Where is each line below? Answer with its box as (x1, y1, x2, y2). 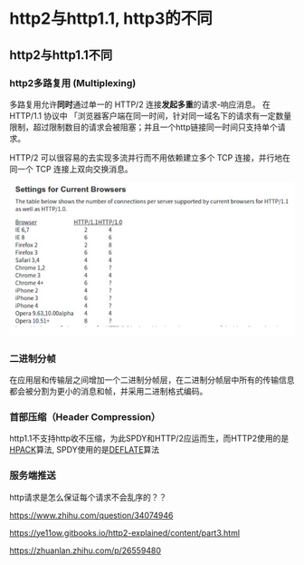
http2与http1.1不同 (9, 47, 113, 63)
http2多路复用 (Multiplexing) (9, 76, 137, 89)
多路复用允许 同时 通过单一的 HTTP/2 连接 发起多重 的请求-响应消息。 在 (9, 99, 271, 110)
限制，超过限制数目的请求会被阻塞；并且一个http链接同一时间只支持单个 (9, 122, 279, 132)
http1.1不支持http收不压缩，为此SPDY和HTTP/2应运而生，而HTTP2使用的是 (9, 433, 290, 444)
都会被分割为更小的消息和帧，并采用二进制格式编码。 (9, 385, 208, 396)
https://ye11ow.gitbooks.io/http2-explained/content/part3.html (9, 527, 241, 538)
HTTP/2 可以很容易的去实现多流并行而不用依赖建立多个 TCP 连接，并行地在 (9, 151, 291, 163)
